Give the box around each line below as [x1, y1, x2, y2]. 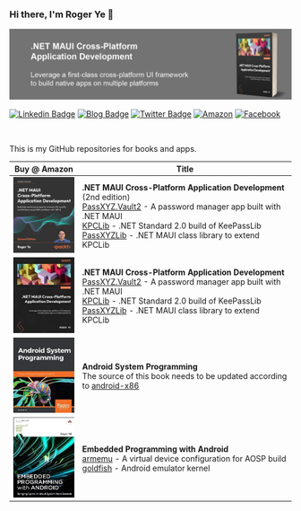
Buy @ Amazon [14, 163, 73, 174]
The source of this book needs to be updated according [82, 370, 288, 381]
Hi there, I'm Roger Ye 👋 [9, 8, 114, 21]
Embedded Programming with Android [82, 444, 229, 454]
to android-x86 [82, 380, 140, 391]
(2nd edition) [82, 191, 131, 202]
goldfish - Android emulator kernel [82, 463, 211, 473]
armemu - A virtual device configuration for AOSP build [82, 453, 287, 463]
